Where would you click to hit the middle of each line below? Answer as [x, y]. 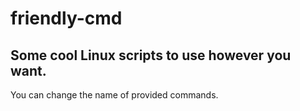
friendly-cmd [66, 18]
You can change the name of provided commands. [114, 95]
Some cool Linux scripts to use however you [151, 55]
